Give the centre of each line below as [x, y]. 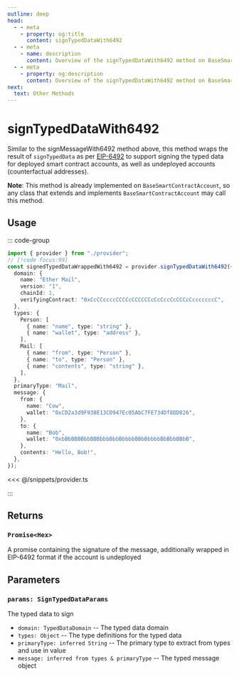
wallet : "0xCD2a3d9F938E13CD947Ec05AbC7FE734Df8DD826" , [111, 412]
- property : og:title [52, 34]
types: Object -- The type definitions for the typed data [100, 636]
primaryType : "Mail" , [46, 386]
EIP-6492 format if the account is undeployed [74, 557]
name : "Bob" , [46, 433]
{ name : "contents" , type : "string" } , [85, 366]
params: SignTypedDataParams [58, 599]
